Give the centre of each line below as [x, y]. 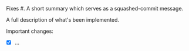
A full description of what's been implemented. [63, 20]
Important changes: [30, 31]
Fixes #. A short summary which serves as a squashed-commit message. [95, 8]
